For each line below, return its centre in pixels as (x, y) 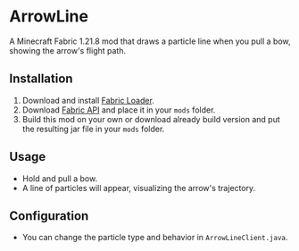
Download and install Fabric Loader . (88, 100)
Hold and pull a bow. (60, 178)
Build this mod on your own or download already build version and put (151, 119)
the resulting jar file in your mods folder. (93, 129)
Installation (41, 79)
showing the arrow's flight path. (68, 50)
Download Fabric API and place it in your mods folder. (119, 110)
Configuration (49, 216)
